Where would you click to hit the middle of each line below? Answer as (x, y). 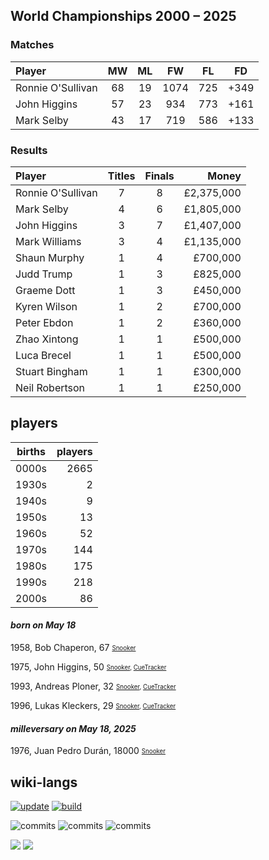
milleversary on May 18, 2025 (73, 728)
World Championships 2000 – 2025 (123, 16)
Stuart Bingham (51, 371)
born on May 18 (43, 625)
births (31, 451)
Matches (32, 45)
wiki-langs (44, 782)
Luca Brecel (43, 355)
